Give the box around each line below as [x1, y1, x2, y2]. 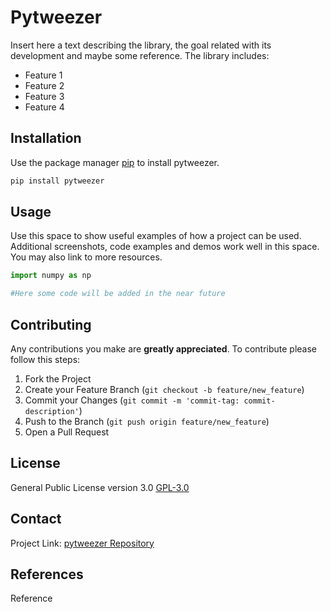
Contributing [10, 316, 92, 333]
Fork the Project [24, 373, 92, 385]
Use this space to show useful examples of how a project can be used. [10, 230, 302, 242]
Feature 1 [24, 69, 63, 81]
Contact [10, 511, 62, 528]
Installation [10, 130, 82, 147]
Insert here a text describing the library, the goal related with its [10, 39, 272, 51]
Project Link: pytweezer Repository [10, 537, 155, 549]
